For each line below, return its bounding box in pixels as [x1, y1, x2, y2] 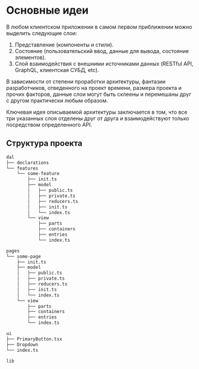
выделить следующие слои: [6, 29, 77, 36]
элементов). [14, 54, 46, 61]
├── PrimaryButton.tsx [6, 336, 62, 342]
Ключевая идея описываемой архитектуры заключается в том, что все [6, 108, 188, 115]
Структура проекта [6, 138, 83, 149]
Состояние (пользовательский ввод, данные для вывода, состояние [14, 47, 189, 54]
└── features [6, 165, 39, 171]
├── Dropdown [6, 342, 39, 348]
